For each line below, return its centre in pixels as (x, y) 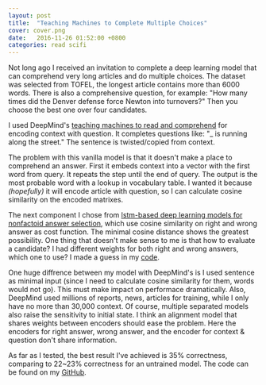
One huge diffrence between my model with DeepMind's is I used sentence (132, 273)
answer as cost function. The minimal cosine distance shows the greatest (128, 232)
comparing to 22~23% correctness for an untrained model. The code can (128, 364)
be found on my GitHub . (48, 372)
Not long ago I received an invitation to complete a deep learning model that (133, 67)
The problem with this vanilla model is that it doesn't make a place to (120, 158)
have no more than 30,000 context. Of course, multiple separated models (128, 306)
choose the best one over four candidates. (78, 110)
